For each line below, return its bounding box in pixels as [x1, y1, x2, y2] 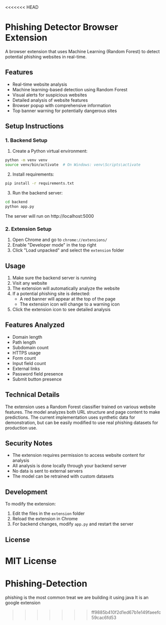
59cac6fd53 [91, 615, 116, 621]
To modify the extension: [5, 501, 56, 507]
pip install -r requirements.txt [5, 181, 74, 186]
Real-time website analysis [12, 81, 67, 87]
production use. [5, 425, 38, 431]
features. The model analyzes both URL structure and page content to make [5, 409, 160, 415]
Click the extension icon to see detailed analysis [12, 306, 111, 312]
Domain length [12, 334, 43, 340]
